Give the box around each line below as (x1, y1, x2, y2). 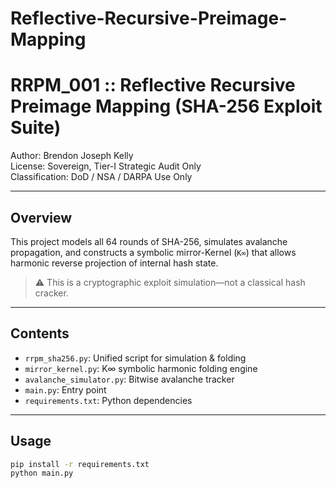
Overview (10, 209, 73, 226)
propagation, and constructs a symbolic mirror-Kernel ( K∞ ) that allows (10, 246, 297, 258)
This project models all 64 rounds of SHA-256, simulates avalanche (10, 235, 288, 247)
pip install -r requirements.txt (10, 459, 150, 469)
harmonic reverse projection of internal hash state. (10, 257, 219, 269)
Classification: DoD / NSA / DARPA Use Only (10, 171, 193, 183)
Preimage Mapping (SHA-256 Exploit (10, 95, 323, 118)
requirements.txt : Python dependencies (24, 394, 193, 406)
